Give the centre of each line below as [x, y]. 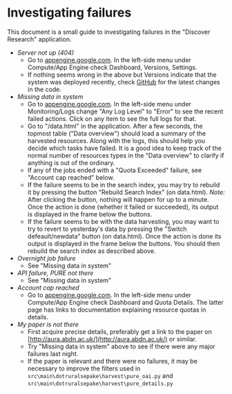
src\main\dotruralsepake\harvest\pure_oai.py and [100, 375]
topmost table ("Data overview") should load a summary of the [116, 133]
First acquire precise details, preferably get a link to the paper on [120, 331]
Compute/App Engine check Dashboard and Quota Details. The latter [126, 302]
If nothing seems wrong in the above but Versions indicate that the [122, 75]
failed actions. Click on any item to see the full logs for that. [112, 118]
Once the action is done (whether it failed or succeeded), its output [123, 207]
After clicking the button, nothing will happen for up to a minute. [118, 199]
